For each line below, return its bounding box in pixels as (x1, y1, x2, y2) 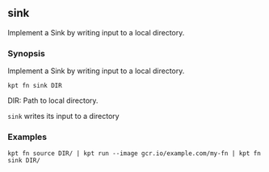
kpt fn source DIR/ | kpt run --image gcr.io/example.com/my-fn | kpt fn (7, 149, 262, 158)
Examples (7, 132, 48, 143)
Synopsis (7, 47, 45, 59)
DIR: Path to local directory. (7, 96, 99, 105)
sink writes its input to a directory (7, 112, 120, 121)
